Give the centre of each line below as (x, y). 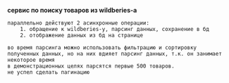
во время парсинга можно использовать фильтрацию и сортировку (102, 48)
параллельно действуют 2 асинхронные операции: (79, 23)
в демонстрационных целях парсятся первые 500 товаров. (91, 66)
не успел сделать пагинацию (49, 72)
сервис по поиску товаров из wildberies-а (72, 10)
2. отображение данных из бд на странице (81, 35)
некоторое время (31, 60)
